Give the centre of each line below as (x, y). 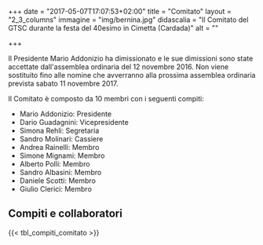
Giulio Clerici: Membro (56, 189)
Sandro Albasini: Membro (60, 172)
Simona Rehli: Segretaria (59, 130)
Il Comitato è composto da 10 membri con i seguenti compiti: (106, 99)
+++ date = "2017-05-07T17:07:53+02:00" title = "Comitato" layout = (120, 11)
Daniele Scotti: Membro (58, 181)
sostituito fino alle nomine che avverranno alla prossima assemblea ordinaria (132, 75)
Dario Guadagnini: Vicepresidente (74, 122)
